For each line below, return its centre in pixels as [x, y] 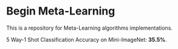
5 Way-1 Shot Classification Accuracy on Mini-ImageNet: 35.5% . [87, 39]
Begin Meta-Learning [61, 11]
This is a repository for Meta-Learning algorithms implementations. [90, 28]
